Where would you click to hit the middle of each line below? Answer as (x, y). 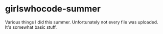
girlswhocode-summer (53, 9)
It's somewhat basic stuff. (31, 27)
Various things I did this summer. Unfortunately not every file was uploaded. (81, 22)
